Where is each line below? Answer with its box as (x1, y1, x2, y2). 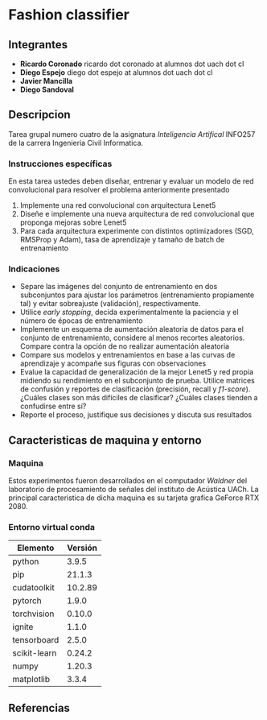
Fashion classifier (8, 6, 130, 24)
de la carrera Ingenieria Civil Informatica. (8, 138, 143, 147)
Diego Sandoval (19, 85, 75, 94)
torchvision (12, 608, 55, 619)
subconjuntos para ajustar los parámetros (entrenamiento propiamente (19, 290, 255, 300)
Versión (67, 542, 98, 553)
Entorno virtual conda (8, 522, 95, 533)
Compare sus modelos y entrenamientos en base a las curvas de (19, 350, 236, 360)
